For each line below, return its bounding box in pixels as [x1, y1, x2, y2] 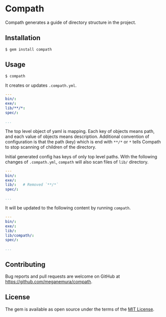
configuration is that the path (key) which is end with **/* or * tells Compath [5, 138, 161, 144]
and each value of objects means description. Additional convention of [5, 133, 150, 139]
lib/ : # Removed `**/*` [5, 182, 58, 188]
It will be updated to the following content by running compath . [5, 205, 131, 211]
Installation [5, 34, 41, 42]
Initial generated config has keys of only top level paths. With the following [5, 153, 158, 159]
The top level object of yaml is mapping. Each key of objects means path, [5, 128, 155, 134]
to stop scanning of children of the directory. [5, 144, 97, 150]
